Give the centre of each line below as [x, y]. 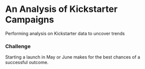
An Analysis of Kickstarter [61, 9]
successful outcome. [27, 63]
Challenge [18, 46]
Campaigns [30, 20]
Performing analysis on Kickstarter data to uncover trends [65, 33]
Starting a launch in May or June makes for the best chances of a [73, 57]
